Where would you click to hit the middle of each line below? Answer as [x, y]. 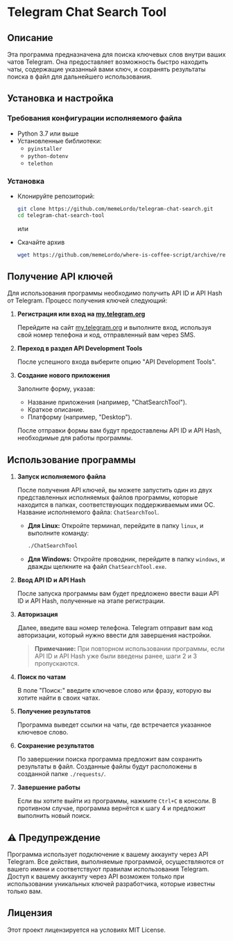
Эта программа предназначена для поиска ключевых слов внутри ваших [116, 54]
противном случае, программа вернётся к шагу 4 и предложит [111, 808]
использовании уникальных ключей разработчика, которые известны [111, 883]
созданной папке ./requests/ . [61, 774]
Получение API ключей [60, 276]
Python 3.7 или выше [48, 134]
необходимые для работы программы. [75, 438]
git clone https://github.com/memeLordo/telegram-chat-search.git [115, 209]
